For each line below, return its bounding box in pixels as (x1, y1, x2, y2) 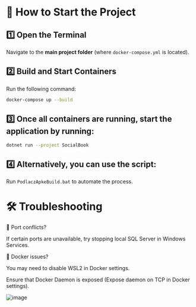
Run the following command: (6, 85, 76, 92)
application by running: (6, 126, 94, 136)
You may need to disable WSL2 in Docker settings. (6, 265, 130, 272)
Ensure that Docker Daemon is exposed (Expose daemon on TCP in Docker (6, 276, 190, 283)
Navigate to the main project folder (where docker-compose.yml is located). (6, 49, 189, 55)
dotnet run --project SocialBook (6, 142, 89, 148)
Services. (6, 242, 30, 249)
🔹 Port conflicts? (6, 224, 47, 231)
